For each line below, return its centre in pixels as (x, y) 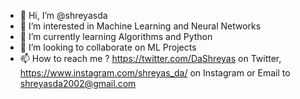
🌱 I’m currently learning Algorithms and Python (116, 36)
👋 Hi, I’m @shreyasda (63, 15)
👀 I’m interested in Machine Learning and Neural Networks (140, 26)
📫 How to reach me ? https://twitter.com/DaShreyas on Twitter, (150, 58)
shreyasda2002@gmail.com (78, 83)
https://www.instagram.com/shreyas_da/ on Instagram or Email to (155, 73)
